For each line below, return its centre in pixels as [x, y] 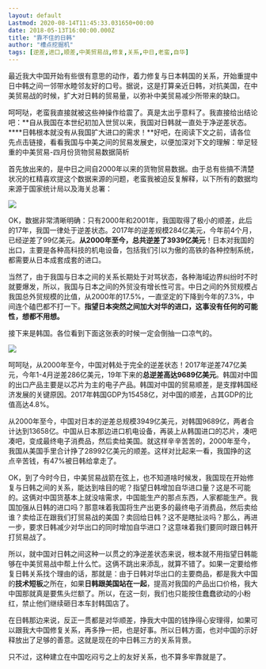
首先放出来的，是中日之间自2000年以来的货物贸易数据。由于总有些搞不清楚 [131, 169]
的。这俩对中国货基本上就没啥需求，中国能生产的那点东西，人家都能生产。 [129, 497]
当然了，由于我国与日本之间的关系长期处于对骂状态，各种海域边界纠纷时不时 [133, 277]
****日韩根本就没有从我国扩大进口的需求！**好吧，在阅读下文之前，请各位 [130, 132]
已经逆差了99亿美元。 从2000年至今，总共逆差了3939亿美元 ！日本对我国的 [131, 240]
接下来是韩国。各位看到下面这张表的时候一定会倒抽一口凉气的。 [112, 333]
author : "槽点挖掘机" [41, 45]
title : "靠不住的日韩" [42, 38]
